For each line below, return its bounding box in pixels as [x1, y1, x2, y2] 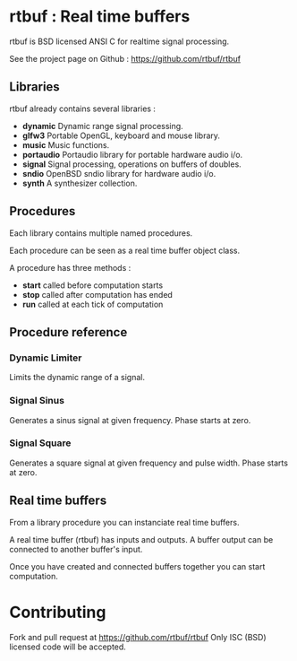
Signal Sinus [9, 395, 65, 407]
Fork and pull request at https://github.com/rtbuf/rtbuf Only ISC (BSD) [9, 631, 267, 642]
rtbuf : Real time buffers [9, 6, 191, 27]
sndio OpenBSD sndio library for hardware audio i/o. [21, 168, 216, 178]
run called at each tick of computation [21, 299, 164, 309]
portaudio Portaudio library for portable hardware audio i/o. [21, 149, 243, 160]
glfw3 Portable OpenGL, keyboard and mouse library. [21, 130, 221, 141]
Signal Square [9, 437, 72, 449]
